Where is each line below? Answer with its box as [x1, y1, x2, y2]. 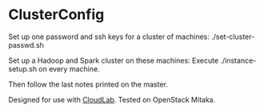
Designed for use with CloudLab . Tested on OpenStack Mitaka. [8, 95, 216, 104]
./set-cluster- [210, 32, 255, 41]
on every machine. [38, 64, 100, 73]
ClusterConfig [8, 6, 105, 24]
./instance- [219, 56, 257, 65]
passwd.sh [8, 40, 44, 49]
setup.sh [8, 64, 38, 73]
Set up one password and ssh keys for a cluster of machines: [8, 32, 210, 41]
